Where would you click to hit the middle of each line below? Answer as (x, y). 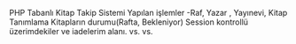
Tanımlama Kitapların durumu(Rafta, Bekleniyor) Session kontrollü (129, 22)
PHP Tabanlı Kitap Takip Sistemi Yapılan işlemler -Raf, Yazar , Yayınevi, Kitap (148, 13)
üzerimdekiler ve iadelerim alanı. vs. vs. (81, 31)
